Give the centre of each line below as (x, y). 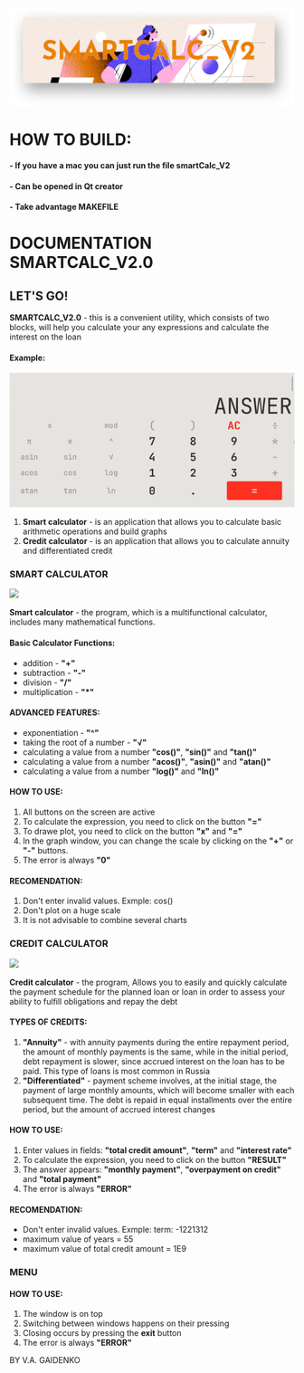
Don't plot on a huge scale (71, 911)
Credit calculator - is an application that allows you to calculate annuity (156, 541)
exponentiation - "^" (61, 732)
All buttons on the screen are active (89, 812)
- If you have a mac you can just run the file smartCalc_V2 (120, 165)
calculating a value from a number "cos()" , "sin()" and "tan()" (140, 752)
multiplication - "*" (58, 691)
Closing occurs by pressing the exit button (102, 1333)
